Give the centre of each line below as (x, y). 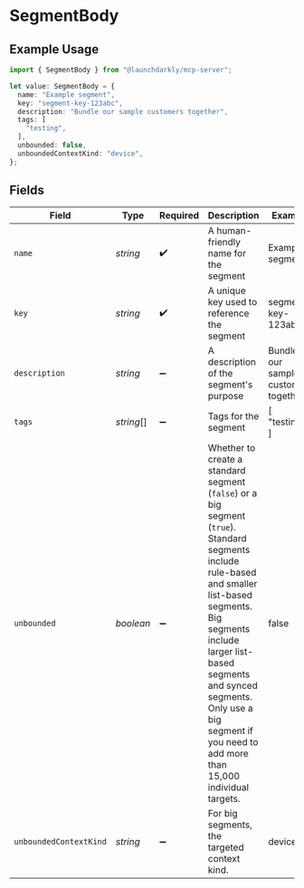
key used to (233, 302)
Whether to (232, 448)
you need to (233, 742)
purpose (226, 396)
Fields (27, 191)
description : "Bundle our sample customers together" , (123, 111)
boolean (133, 624)
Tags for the (233, 416)
